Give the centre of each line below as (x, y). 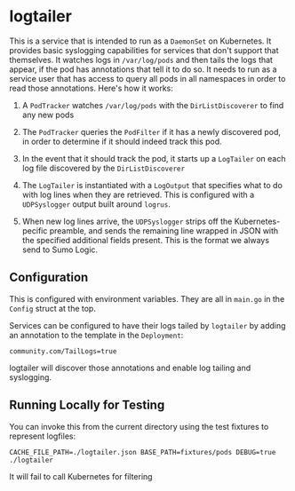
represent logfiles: (43, 436)
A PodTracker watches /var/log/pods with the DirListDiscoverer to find (153, 105)
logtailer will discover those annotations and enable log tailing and (130, 368)
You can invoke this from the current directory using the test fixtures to (139, 426)
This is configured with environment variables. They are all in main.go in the (147, 298)
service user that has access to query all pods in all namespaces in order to (147, 78)
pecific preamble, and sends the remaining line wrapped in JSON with (150, 230)
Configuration (49, 277)
